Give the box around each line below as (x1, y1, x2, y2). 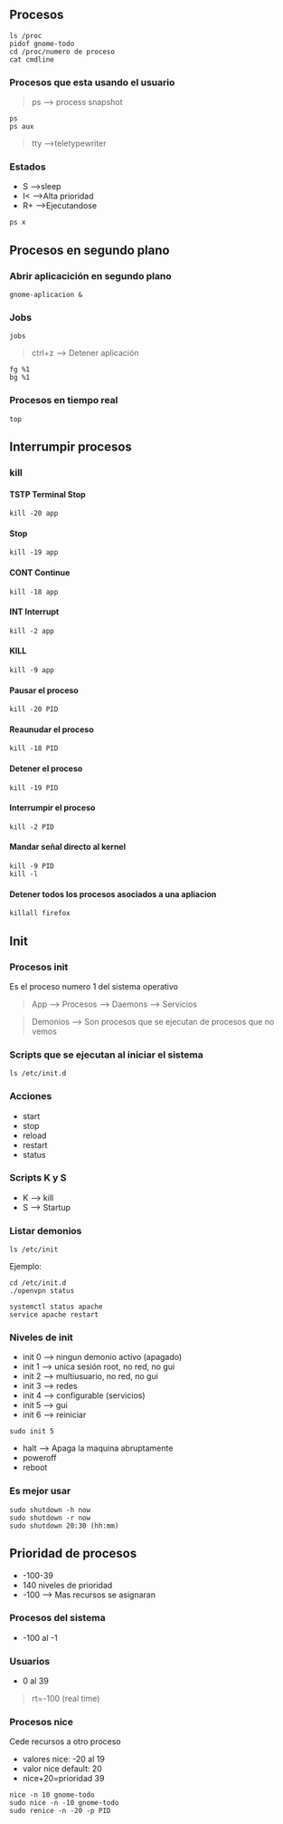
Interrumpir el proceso (9, 802, 96, 814)
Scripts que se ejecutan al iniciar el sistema (9, 1048, 203, 1061)
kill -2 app (9, 626, 54, 635)
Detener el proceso (9, 763, 83, 774)
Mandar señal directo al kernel (9, 842, 127, 853)
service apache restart (9, 1310, 99, 1319)
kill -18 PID (9, 744, 59, 753)
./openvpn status (9, 1287, 75, 1296)
